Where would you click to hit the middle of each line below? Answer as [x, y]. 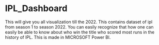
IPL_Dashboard [36, 8]
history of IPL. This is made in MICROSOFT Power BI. [58, 37]
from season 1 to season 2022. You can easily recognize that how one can [79, 27]
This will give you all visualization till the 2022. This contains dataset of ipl [79, 22]
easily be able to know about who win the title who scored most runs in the [80, 32]
